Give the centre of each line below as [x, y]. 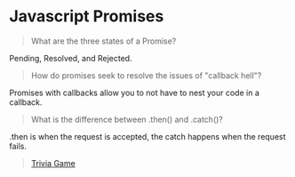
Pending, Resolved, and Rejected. [71, 58]
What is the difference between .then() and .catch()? [127, 119]
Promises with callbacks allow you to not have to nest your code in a [134, 93]
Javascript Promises [87, 16]
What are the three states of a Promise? [104, 41]
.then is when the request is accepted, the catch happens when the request [147, 136]
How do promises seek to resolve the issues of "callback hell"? [146, 75]
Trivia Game [53, 163]
